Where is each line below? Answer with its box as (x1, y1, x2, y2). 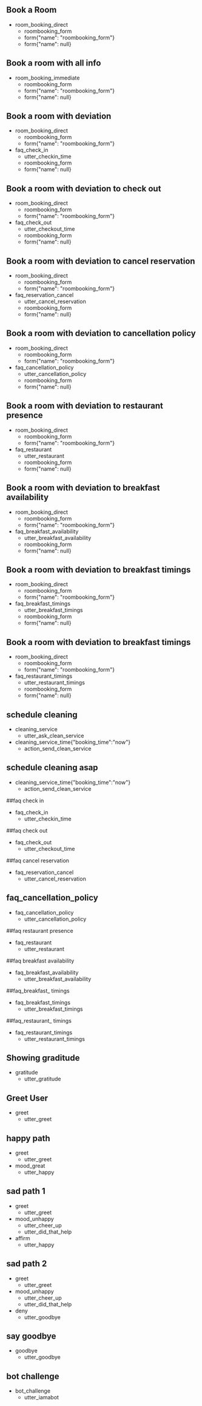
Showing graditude (6, 1053, 80, 1063)
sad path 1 (6, 1186, 45, 1196)
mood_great (15, 1162, 45, 1169)
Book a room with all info (6, 58, 101, 69)
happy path (6, 1133, 50, 1144)
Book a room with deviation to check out (6, 183, 161, 194)
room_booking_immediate (15, 74, 80, 81)
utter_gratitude (24, 1075, 61, 1083)
